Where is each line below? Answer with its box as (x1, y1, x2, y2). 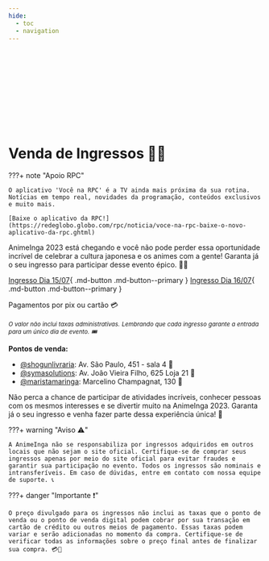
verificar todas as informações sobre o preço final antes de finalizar (8, 538, 258, 546)
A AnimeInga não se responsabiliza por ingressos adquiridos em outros (8, 441, 254, 449)
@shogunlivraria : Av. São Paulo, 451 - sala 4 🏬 (19, 359, 173, 369)
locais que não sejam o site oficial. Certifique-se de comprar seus (8, 448, 247, 456)
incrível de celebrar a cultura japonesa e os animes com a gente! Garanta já (8, 251, 259, 261)
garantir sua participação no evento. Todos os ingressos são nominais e (8, 462, 262, 470)
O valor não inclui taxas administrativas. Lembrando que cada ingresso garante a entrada (8, 320, 259, 329)
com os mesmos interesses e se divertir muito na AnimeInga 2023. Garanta (8, 401, 259, 411)
